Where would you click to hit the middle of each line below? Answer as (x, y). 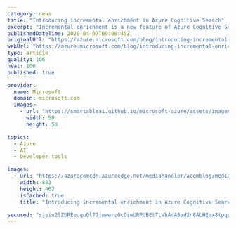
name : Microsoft (37, 92)
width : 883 (36, 183)
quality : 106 (26, 60)
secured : (20, 215)
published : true (31, 72)
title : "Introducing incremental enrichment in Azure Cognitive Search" (116, 20)
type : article (28, 53)
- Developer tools (41, 157)
